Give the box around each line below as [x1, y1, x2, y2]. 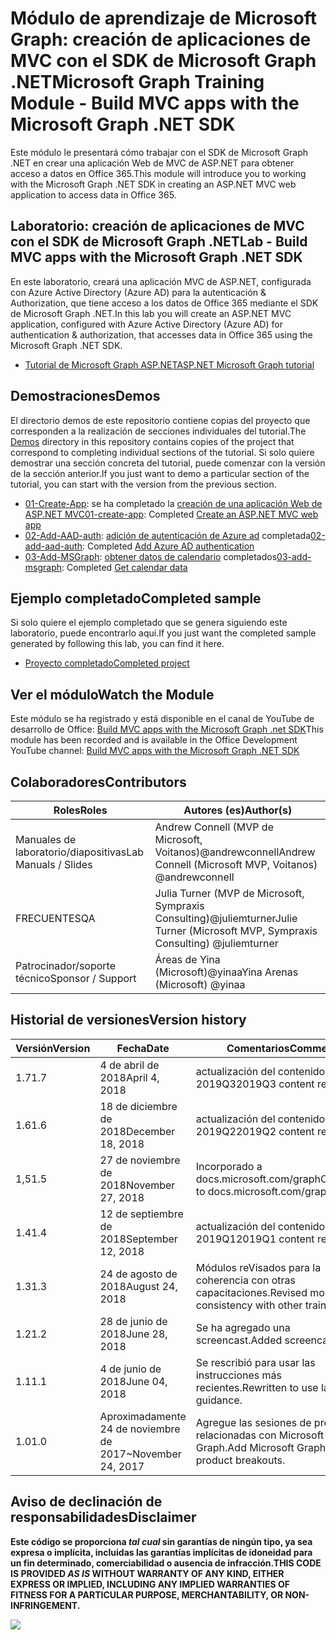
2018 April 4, [99, 1070, 160, 1084]
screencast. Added [195, 1333, 283, 1347]
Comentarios [226, 1041, 290, 1055]
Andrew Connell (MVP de [154, 820, 274, 834]
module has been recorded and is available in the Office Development [10, 734, 298, 746]
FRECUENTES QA [15, 912, 96, 925]
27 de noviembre [99, 1153, 181, 1167]
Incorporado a [195, 1159, 263, 1173]
